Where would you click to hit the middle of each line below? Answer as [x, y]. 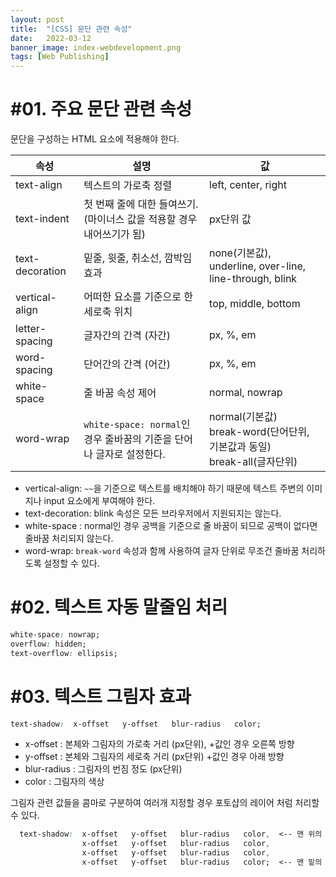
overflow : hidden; [48, 644]
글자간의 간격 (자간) [127, 336]
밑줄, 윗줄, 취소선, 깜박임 [138, 258]
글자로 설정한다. [130, 454]
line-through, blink [253, 279]
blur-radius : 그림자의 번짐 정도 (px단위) [103, 769]
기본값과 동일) [240, 447]
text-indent [42, 219]
